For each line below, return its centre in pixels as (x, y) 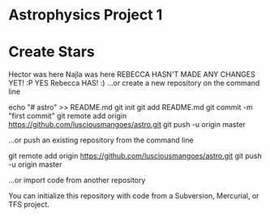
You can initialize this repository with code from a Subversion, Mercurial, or (134, 196)
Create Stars (51, 52)
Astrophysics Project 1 (86, 15)
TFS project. (29, 205)
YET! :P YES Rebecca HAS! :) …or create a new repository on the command (134, 83)
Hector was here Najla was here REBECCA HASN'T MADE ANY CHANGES (132, 74)
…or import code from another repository (77, 181)
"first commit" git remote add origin (68, 116)
